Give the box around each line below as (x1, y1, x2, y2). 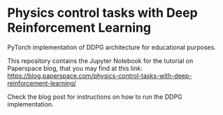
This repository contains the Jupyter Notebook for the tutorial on (7, 56, 194, 65)
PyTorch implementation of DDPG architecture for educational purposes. (7, 43, 217, 51)
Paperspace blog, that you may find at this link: (7, 64, 143, 72)
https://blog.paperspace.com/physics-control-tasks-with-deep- (7, 72, 192, 80)
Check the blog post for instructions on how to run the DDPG (7, 93, 183, 101)
